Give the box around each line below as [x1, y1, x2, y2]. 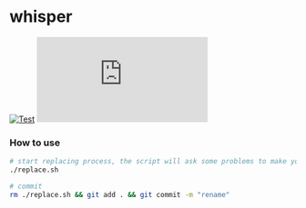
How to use [9, 136, 61, 149]
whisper [9, 6, 73, 27]
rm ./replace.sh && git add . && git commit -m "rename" [9, 190, 230, 199]
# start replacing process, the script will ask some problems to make [9, 157, 287, 166]
